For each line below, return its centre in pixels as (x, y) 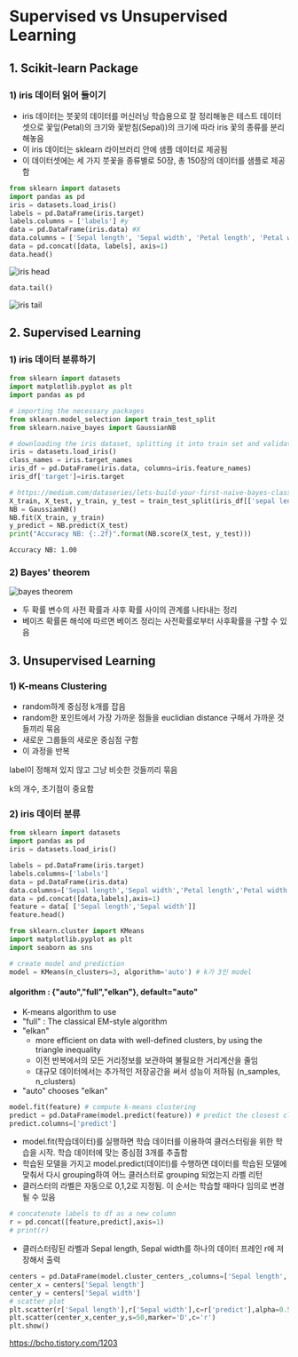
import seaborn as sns (51, 947)
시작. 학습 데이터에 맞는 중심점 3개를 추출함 (113, 1153)
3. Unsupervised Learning (82, 661)
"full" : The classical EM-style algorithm (94, 1021)
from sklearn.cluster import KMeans (77, 931)
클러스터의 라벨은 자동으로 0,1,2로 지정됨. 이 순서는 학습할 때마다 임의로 (145, 1186)
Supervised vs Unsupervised (118, 16)
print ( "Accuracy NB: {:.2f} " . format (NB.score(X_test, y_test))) (130, 534)
